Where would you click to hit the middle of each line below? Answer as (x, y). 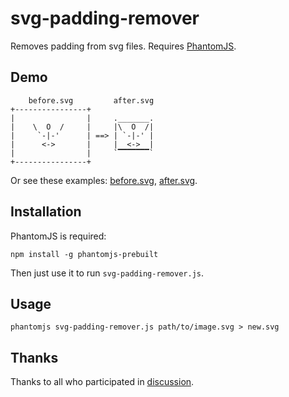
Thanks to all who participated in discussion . (102, 382)
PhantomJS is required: (58, 236)
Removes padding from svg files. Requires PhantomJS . (123, 46)
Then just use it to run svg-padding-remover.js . (107, 273)
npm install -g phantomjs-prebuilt (84, 254)
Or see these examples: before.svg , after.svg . (104, 180)
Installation (46, 212)
